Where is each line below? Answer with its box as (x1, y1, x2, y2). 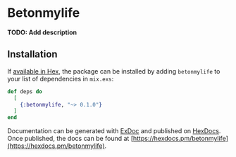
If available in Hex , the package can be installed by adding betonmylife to (7, 67, 221, 75)
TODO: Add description (7, 28, 77, 36)
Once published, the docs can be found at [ (7, 135, 134, 143)
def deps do (7, 88, 42, 95)
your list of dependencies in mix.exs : (7, 74, 114, 83)
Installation (7, 48, 58, 60)
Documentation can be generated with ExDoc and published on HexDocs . (7, 127, 221, 135)
